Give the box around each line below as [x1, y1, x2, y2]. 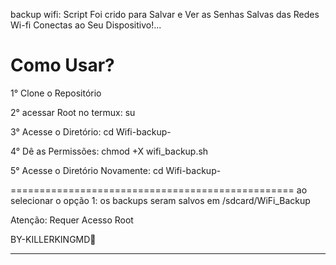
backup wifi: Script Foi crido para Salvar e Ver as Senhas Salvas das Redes [10, 9, 320, 20]
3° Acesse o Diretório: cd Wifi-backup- [10, 125, 172, 138]
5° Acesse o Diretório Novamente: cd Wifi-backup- [10, 164, 222, 176]
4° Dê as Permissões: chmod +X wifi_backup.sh [10, 145, 209, 157]
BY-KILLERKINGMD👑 [10, 233, 97, 245]
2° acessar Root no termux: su [10, 106, 136, 118]
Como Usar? [10, 54, 115, 77]
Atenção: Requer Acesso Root [10, 214, 134, 226]
